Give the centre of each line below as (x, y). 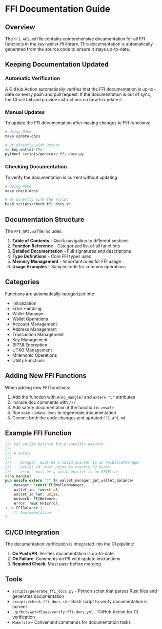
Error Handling (27, 308)
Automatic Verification (32, 78)
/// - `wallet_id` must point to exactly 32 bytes (58, 467)
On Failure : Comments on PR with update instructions (66, 559)
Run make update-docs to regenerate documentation (64, 412)
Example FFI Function (38, 433)
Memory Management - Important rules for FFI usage (66, 261)
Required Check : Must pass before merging (56, 564)
